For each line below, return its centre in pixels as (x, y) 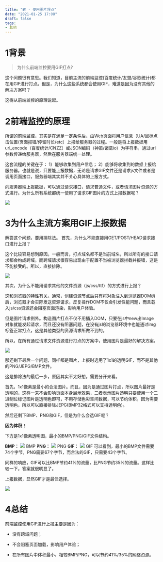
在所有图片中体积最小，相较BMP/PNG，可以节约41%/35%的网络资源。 (83, 554)
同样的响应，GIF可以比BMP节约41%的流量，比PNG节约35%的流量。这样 (78, 462)
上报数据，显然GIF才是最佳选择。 (38, 479)
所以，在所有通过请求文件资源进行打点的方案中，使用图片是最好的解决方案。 (81, 340)
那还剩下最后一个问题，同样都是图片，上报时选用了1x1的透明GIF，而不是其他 (81, 360)
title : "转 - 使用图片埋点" (31, 9)
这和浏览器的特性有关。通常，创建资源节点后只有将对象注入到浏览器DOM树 (80, 296)
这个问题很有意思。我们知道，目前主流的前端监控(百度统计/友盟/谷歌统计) (78, 78)
